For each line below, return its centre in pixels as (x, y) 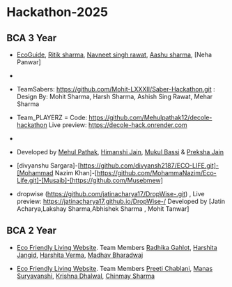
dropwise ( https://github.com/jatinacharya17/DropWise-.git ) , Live (110, 194)
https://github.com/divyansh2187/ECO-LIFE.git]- (149, 165)
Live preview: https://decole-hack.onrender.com (118, 125)
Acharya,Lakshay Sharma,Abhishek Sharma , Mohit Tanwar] (103, 209)
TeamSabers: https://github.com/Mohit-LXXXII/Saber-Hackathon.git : (116, 89)
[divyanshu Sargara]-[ (48, 165)
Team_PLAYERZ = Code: (52, 117)
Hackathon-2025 (57, 12)
